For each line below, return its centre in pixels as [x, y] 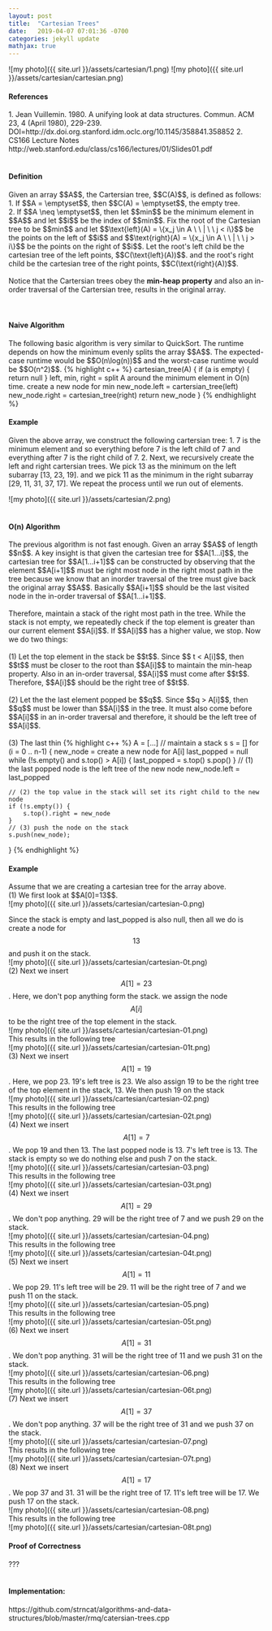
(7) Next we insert [39, 1399]
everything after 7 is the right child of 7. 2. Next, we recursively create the [131, 457]
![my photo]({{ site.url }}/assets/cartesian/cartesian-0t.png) [108, 963]
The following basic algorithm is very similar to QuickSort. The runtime [126, 343]
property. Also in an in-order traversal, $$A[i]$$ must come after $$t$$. [129, 674]
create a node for [37, 928]
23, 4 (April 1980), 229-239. [55, 123]
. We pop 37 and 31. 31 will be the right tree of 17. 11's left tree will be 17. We [134, 1493]
